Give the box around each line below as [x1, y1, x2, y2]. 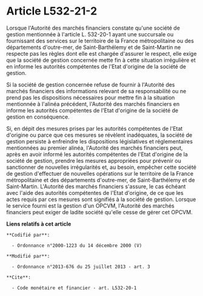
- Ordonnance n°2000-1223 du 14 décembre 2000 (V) [12, 242, 142, 249]
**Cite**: [6, 274, 32, 280]
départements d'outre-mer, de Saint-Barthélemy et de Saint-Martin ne [6, 44, 181, 51]
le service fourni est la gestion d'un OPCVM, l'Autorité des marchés [6, 202, 175, 209]
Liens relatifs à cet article [6, 220, 72, 228]
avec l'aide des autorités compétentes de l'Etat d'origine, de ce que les [6, 189, 184, 196]
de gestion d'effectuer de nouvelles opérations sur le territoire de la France [6, 169, 194, 177]
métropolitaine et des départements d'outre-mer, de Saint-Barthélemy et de [6, 176, 195, 183]
